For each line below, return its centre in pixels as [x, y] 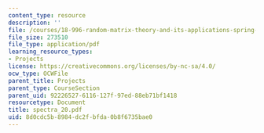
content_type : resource [47, 15]
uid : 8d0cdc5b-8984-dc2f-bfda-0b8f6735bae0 [81, 117]
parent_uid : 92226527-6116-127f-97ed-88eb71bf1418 [93, 95]
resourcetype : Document [47, 102]
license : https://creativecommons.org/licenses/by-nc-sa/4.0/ [112, 66]
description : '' [35, 23]
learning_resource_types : [50, 52]
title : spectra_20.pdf [45, 110]
